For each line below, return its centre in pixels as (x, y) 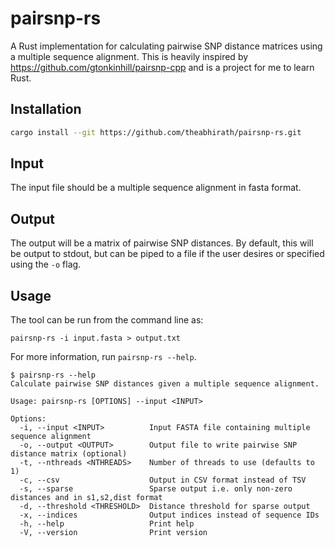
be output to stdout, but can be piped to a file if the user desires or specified (167, 254)
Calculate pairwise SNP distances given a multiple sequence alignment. (165, 384)
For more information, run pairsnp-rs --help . (103, 357)
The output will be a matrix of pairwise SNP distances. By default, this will (162, 243)
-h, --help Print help (107, 524)
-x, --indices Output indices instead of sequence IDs (169, 515)
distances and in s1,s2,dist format (86, 498)
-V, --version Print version (113, 533)
